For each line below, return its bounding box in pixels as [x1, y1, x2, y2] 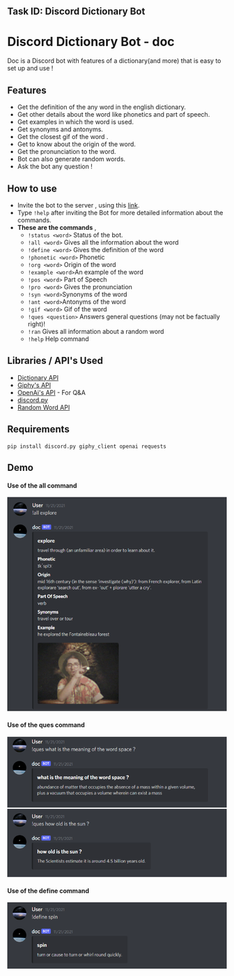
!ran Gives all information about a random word [27, 327, 164, 335]
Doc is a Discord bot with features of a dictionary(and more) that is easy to [7, 57, 221, 65]
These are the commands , [17, 223, 97, 231]
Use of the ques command [7, 720, 85, 729]
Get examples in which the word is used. [17, 118, 134, 126]
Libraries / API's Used [7, 355, 103, 367]
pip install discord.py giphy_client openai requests [7, 443, 167, 450]
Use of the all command [7, 481, 77, 490]
